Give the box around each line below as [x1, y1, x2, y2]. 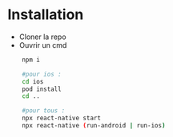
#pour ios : [22, 70, 62, 78]
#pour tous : [22, 107, 66, 115]
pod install [22, 85, 62, 93]
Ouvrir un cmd [18, 40, 67, 49]
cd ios [22, 77, 44, 85]
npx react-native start [22, 114, 102, 123]
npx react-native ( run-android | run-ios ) [22, 122, 166, 130]
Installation [7, 6, 84, 24]
